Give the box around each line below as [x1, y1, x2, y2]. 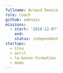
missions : [5, 22, 27, 27]
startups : [5, 41, 27, 46]
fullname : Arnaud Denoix [5, 7, 58, 13]
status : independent [14, 36, 58, 42]
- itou [10, 46, 24, 51]
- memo [10, 60, 24, 65]
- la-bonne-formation [10, 55, 56, 61]
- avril [10, 50, 27, 56]
